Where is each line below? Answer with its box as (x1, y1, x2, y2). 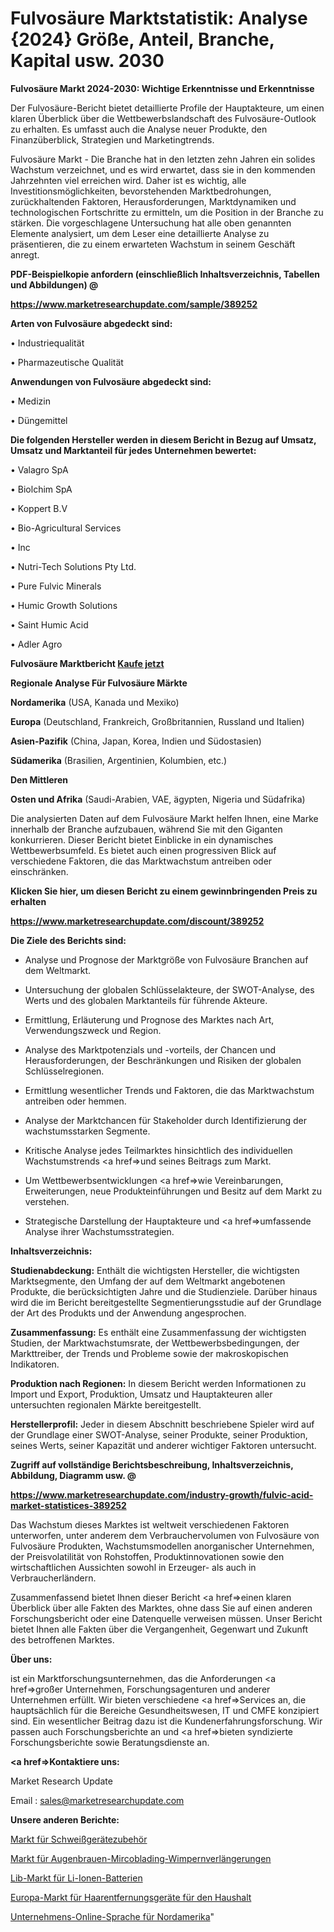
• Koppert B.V (10, 502, 68, 514)
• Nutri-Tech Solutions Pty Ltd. (10, 560, 137, 572)
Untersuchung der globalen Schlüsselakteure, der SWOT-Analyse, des (24, 983, 315, 996)
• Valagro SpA (10, 463, 69, 476)
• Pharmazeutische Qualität (10, 356, 124, 368)
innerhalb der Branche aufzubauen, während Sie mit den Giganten (10, 823, 283, 835)
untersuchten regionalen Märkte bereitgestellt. (10, 1398, 202, 1411)
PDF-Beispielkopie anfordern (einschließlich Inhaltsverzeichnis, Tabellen (10, 268, 321, 280)
